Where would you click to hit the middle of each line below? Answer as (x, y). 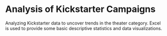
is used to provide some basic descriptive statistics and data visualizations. (84, 28)
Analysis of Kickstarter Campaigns (80, 9)
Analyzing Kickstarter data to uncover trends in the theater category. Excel (83, 23)
